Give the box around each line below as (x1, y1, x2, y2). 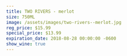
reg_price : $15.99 (6, 24, 51, 31)
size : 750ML (6, 14, 35, 20)
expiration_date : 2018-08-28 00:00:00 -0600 (6, 36, 116, 41)
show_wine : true (6, 41, 46, 47)
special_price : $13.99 (6, 30, 61, 36)
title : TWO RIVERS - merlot (6, 8, 75, 15)
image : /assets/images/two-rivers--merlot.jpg (6, 19, 122, 25)
